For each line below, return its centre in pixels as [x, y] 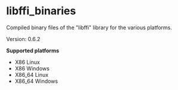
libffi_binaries [41, 11]
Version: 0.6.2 [23, 39]
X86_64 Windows [36, 81]
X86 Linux [27, 62]
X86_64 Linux [32, 75]
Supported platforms [33, 50]
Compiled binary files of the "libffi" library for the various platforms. [89, 27]
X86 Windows [32, 68]
